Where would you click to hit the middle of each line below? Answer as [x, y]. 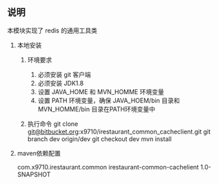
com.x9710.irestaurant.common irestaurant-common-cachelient [108, 167]
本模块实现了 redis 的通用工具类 [52, 30]
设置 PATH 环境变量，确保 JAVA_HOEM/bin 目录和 [109, 100]
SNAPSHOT [34, 174]
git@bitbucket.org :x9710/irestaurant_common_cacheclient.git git [119, 131]
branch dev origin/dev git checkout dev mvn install [100, 139]
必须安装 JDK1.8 [61, 83]
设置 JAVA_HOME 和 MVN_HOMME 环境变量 [101, 91]
